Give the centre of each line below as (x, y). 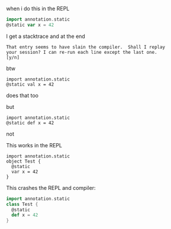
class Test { (22, 204)
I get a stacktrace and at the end (46, 36)
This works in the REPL (34, 145)
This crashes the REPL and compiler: (51, 188)
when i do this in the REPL (38, 9)
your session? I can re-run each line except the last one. (82, 52)
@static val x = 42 (30, 84)
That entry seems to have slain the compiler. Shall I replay (86, 47)
